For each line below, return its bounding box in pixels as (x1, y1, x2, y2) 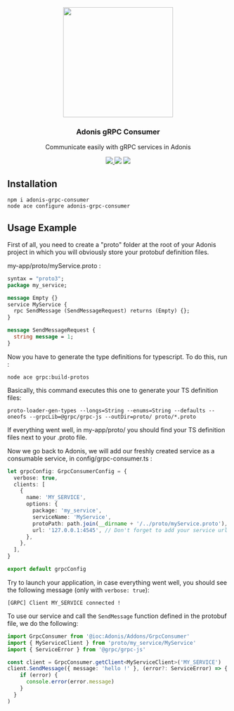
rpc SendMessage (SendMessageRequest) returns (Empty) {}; (13, 308, 190, 315)
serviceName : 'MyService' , (32, 513, 112, 520)
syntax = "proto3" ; (7, 275, 65, 282)
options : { (25, 501, 58, 508)
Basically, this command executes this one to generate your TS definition (7, 386, 219, 394)
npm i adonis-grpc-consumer (7, 196, 90, 203)
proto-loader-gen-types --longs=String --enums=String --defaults (7, 407, 206, 414)
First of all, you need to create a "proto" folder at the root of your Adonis (7, 240, 216, 248)
